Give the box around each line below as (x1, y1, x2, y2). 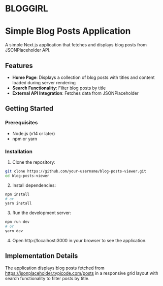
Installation (5, 148, 33, 155)
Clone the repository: (12, 159, 56, 165)
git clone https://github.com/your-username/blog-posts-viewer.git (5, 169, 147, 174)
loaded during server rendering (12, 79, 76, 85)
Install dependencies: (12, 182, 56, 188)
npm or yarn (12, 136, 37, 142)
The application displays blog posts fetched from (5, 265, 105, 271)
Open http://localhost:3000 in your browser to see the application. (12, 237, 147, 243)
